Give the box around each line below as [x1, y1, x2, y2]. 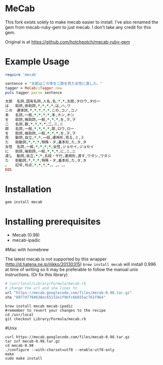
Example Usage [5, 56, 70, 67]
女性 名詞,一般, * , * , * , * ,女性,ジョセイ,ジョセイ [5, 145, 94, 150]
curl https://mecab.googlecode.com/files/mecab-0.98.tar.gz [5, 334, 130, 340]
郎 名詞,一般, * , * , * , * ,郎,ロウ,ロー [5, 126, 75, 131]
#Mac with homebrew [5, 247, 49, 253]
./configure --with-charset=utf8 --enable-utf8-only [5, 347, 115, 352]
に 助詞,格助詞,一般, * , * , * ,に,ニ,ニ [5, 149, 76, 154]
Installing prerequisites [5, 216, 101, 227]
